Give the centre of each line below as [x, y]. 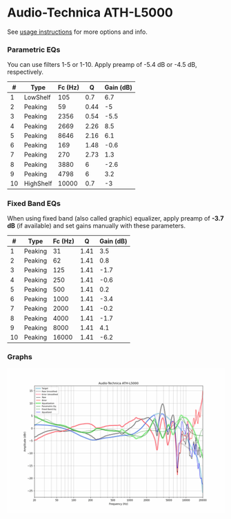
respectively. [25, 72]
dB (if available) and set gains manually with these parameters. [97, 226]
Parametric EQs [34, 50]
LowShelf [37, 97]
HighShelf [38, 183]
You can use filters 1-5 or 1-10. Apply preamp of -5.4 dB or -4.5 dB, [102, 65]
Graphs [20, 357]
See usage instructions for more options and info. [78, 32]
